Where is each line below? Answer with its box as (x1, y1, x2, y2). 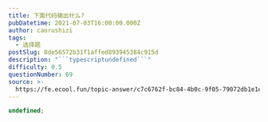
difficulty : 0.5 (8, 63, 62, 71)
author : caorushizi (8, 26, 73, 34)
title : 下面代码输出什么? (8, 11, 85, 20)
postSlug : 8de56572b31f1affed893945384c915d (8, 48, 159, 56)
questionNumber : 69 (8, 71, 73, 78)
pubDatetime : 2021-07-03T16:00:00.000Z (8, 19, 141, 27)
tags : (8, 33, 26, 42)
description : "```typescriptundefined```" (8, 56, 152, 64)
